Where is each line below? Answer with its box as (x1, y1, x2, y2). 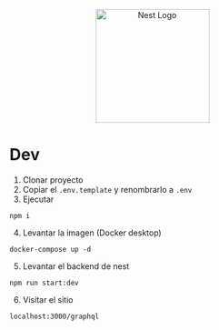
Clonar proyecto (22, 174, 84, 185)
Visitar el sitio (22, 294, 74, 305)
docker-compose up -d (9, 245, 92, 254)
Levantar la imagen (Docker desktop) (22, 227, 162, 238)
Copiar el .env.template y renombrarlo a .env (22, 184, 193, 195)
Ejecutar (22, 194, 55, 205)
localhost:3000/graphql (9, 312, 100, 321)
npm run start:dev (9, 278, 79, 287)
